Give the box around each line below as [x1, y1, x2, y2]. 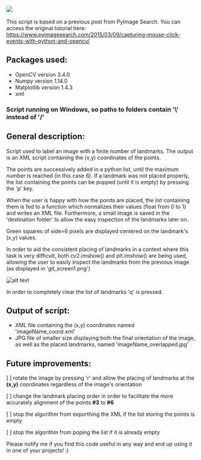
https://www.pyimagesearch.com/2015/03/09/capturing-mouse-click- [6, 31, 181, 38]
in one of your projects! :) [6, 447, 69, 454]
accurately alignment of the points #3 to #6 [6, 399, 114, 406]
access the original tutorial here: [6, 25, 86, 31]
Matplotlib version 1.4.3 [14, 83, 73, 91]
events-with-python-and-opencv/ [6, 37, 90, 45]
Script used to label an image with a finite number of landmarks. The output [6, 147, 194, 155]
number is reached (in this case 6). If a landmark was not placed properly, [6, 172, 190, 179]
